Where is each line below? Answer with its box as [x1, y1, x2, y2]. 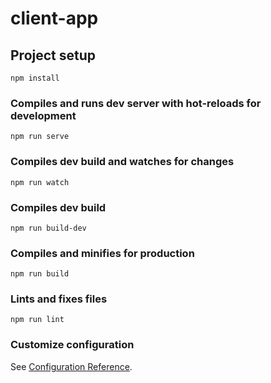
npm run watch [10, 177, 70, 187]
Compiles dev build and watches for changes [10, 155, 235, 169]
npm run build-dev [10, 223, 87, 233]
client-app [10, 7, 99, 30]
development [10, 108, 77, 122]
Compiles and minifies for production [10, 246, 195, 260]
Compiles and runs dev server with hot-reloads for [10, 96, 262, 110]
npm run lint [10, 315, 65, 325]
